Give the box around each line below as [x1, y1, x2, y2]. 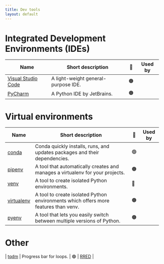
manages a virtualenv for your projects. [35, 169, 125, 176]
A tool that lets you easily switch [35, 211, 109, 218]
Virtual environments [5, 111, 93, 122]
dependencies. [35, 155, 69, 162]
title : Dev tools [5, 7, 41, 12]
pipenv [7, 166, 23, 173]
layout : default [5, 12, 38, 17]
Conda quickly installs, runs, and [35, 143, 110, 150]
